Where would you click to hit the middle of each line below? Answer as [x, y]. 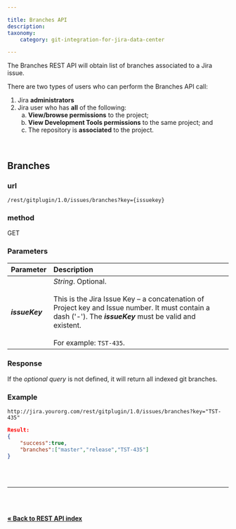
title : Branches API [38, 20]
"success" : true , [44, 443]
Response [25, 363]
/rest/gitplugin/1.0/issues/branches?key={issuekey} [86, 200]
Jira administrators [46, 100]
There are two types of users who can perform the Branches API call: [108, 87]
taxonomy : [22, 33]
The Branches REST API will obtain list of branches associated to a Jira [110, 66]
